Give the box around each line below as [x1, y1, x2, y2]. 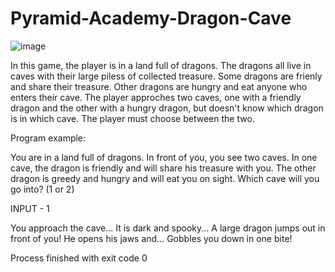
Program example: [10, 132, 87, 144]
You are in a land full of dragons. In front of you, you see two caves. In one [10, 151, 318, 163]
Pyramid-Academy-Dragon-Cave [10, 7, 292, 30]
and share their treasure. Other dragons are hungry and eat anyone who [10, 80, 308, 92]
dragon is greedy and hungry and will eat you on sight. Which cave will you [10, 172, 320, 184]
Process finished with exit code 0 [10, 252, 148, 264]
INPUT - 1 [10, 202, 50, 214]
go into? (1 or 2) [10, 183, 75, 195]
